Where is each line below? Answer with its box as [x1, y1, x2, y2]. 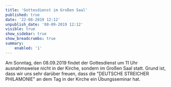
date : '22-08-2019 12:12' [5, 17, 60, 22]
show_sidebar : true [5, 31, 47, 36]
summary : [5, 41, 24, 46]
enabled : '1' [14, 46, 42, 51]
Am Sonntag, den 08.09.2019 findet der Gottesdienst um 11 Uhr [5, 59, 138, 66]
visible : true [5, 27, 36, 32]
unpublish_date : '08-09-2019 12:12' [5, 21, 83, 27]
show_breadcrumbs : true [5, 36, 56, 41]
